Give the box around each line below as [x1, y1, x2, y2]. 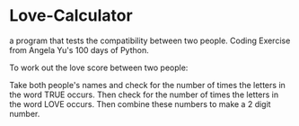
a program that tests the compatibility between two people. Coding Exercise [9, 35, 291, 46]
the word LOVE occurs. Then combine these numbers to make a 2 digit [9, 98, 271, 109]
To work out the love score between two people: [9, 62, 189, 73]
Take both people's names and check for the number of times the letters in [9, 79, 286, 90]
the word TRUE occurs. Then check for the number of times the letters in [9, 89, 279, 100]
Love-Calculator [9, 5, 133, 26]
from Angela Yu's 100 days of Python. [9, 44, 150, 55]
